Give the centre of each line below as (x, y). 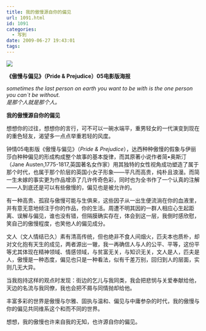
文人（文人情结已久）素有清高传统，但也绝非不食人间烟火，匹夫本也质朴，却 (103, 236)
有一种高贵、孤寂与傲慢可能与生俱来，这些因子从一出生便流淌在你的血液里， (103, 200)
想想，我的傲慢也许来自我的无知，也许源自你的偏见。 (74, 321)
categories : (21, 29)
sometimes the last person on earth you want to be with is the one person (100, 88)
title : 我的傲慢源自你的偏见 (39, 12)
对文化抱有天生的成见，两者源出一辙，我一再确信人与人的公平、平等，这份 (100, 244)
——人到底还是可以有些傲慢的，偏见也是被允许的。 (71, 187)
